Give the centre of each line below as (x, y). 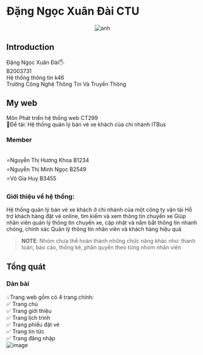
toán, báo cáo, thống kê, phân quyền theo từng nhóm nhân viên (101, 247)
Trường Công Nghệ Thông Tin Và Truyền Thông (66, 84)
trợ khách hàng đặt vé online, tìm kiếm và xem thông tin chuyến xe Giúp (96, 216)
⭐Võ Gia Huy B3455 (31, 178)
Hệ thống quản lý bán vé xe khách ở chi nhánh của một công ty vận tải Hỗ (99, 210)
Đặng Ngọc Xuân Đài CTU (73, 11)
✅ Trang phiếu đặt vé (33, 325)
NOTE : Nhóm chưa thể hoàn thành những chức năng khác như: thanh (108, 241)
